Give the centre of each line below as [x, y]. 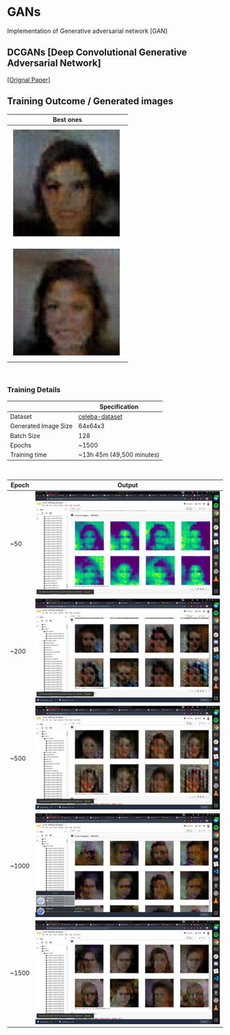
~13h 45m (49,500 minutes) [119, 455]
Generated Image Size [41, 426]
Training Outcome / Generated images [90, 101]
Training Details [34, 389]
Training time [28, 455]
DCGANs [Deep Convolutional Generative [97, 52]
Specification [119, 406]
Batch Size [25, 435]
